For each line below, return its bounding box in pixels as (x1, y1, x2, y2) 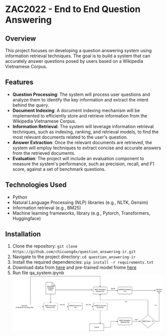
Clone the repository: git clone (12, 243, 77, 249)
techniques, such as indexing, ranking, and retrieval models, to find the (12, 129, 159, 135)
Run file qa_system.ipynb (12, 270, 64, 276)
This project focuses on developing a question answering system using (5, 48, 152, 53)
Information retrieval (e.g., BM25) (12, 204, 81, 210)
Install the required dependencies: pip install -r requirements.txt (12, 259, 154, 265)
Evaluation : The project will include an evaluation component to (12, 155, 144, 161)
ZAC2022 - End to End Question (5, 4, 141, 15)
